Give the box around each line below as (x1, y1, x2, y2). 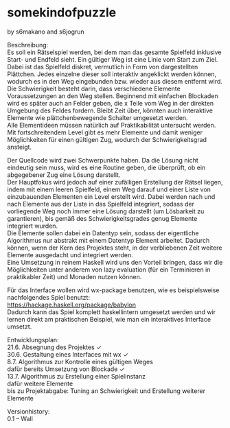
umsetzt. (7, 322, 32, 331)
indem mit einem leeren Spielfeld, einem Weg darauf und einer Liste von (7, 185, 211, 193)
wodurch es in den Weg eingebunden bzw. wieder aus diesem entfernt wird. (7, 77, 223, 85)
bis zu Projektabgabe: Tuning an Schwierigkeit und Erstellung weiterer (7, 386, 206, 395)
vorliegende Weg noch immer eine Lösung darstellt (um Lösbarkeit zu (7, 207, 205, 215)
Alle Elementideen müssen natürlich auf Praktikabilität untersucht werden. (7, 121, 216, 129)
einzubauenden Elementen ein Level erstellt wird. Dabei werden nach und (7, 192, 216, 200)
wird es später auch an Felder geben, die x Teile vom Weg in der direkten (7, 99, 214, 107)
